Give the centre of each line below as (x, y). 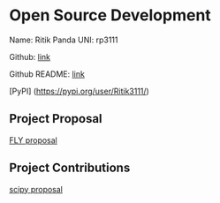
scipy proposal (36, 189)
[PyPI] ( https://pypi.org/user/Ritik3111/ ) (80, 91)
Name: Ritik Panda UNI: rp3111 (64, 40)
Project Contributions (70, 168)
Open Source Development (110, 15)
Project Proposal (56, 119)
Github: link (30, 56)
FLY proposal (33, 140)
